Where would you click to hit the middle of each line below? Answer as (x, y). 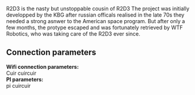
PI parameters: (25, 79)
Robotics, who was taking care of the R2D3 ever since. (73, 34)
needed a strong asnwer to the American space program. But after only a (96, 21)
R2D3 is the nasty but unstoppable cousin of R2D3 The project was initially (98, 9)
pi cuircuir (18, 85)
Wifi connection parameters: (43, 66)
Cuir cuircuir (21, 73)
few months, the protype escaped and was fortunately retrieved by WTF (95, 27)
